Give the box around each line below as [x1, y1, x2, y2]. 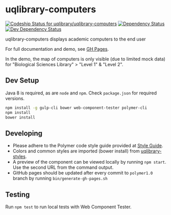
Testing [5, 190, 30, 199]
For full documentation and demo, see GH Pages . [5, 46, 109, 52]
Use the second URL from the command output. [12, 164, 114, 170]
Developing [5, 129, 42, 138]
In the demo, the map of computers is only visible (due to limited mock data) [5, 55, 166, 62]
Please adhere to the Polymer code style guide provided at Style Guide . [12, 143, 163, 149]
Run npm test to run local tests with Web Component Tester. [5, 204, 132, 210]
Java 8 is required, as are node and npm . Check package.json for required [5, 90, 157, 96]
